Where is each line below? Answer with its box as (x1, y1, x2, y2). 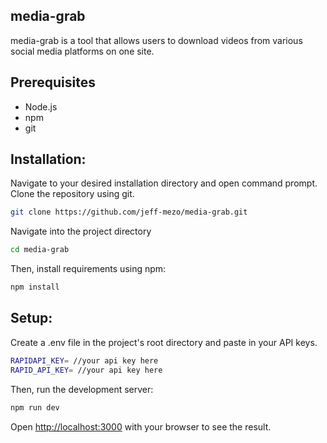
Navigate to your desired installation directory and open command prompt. (10, 177, 318, 189)
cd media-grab (10, 245, 70, 255)
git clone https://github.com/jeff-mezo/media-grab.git (10, 207, 248, 218)
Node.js (24, 100, 58, 113)
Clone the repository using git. (10, 188, 135, 200)
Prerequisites (10, 74, 96, 91)
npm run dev (10, 402, 60, 413)
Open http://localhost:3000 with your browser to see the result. (10, 420, 272, 433)
